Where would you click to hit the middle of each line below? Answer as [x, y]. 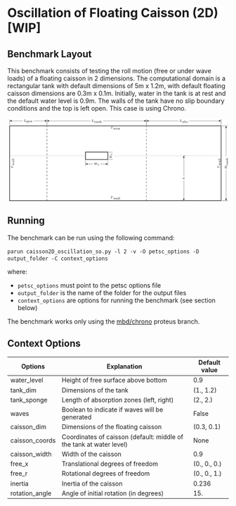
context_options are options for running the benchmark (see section [117, 300]
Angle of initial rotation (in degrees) [113, 493]
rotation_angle [31, 493]
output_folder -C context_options [58, 259]
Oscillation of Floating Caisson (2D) [113, 13]
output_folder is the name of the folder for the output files [102, 292]
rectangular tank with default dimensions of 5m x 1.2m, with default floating [117, 86]
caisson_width [31, 454]
